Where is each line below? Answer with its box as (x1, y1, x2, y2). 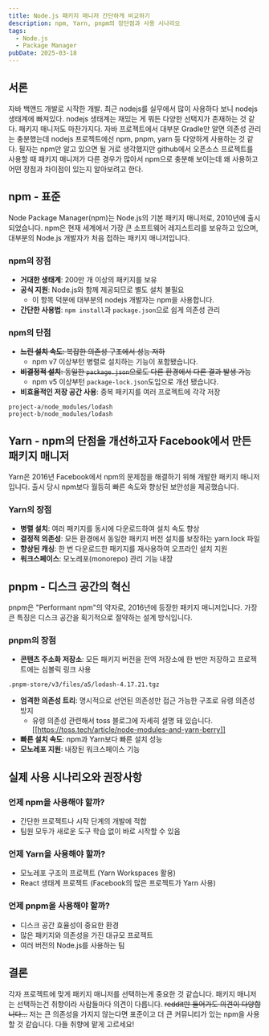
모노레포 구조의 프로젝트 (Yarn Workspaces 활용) (19, 868, 177, 878)
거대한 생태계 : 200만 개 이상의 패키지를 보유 (19, 274, 158, 284)
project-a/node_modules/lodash (8, 403, 113, 411)
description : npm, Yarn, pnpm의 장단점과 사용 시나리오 (8, 19, 181, 27)
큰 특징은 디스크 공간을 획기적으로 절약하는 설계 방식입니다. (8, 613, 193, 623)
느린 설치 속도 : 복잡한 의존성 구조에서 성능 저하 (19, 347, 165, 356)
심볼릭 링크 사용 (41, 664, 92, 674)
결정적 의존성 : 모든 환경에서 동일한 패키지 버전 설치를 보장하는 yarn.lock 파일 (19, 534, 261, 544)
